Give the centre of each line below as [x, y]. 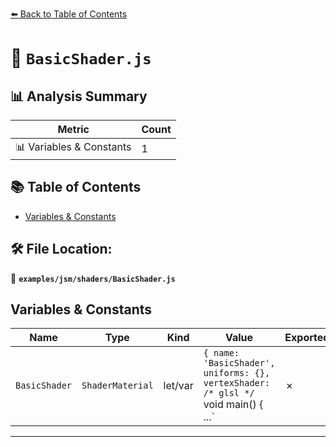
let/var [178, 386]
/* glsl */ [229, 393]
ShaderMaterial [117, 386]
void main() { [233, 405]
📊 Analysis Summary [79, 96]
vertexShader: [237, 383]
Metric [73, 129]
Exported [307, 338]
